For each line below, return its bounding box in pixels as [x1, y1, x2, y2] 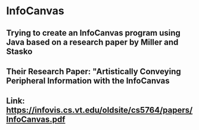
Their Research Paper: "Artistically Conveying [6, 66, 181, 77]
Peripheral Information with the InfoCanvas [6, 75, 170, 85]
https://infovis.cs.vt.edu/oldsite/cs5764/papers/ [6, 105, 193, 115]
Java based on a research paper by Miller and [6, 37, 179, 47]
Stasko [6, 46, 33, 56]
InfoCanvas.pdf [6, 115, 66, 125]
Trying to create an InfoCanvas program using [6, 28, 181, 38]
